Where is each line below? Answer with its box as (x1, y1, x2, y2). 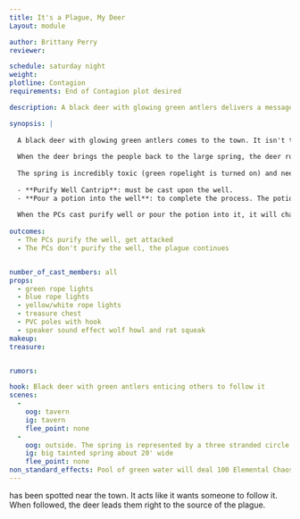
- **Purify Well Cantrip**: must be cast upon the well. (17, 185, 234, 195)
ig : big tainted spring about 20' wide (25, 448, 174, 458)
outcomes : (9, 227, 46, 237)
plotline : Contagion (9, 79, 87, 88)
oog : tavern (25, 407, 70, 416)
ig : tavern (25, 415, 66, 424)
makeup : (9, 334, 38, 343)
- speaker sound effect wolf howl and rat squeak (17, 325, 205, 335)
